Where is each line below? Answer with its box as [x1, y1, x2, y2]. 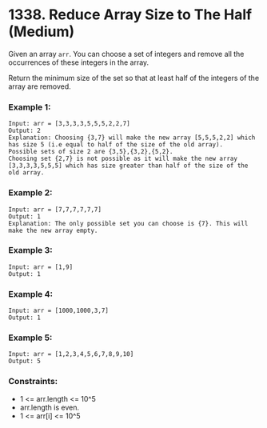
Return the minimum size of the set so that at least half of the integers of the [8, 73, 260, 82]
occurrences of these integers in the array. [8, 58, 149, 67]
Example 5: [8, 332, 53, 343]
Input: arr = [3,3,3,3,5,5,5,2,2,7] [8, 120, 130, 128]
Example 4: [8, 288, 54, 299]
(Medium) [8, 22, 75, 41]
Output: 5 [8, 358, 42, 366]
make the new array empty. [8, 226, 98, 234]
